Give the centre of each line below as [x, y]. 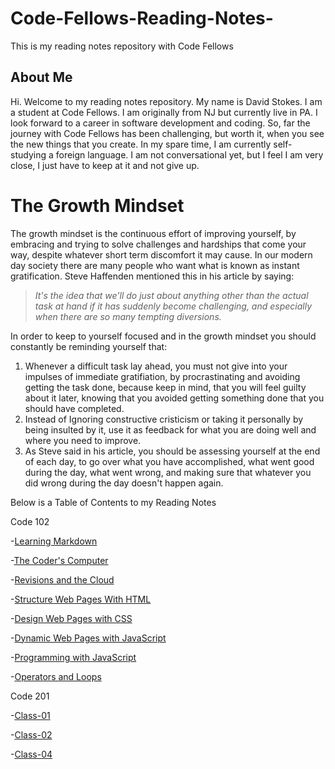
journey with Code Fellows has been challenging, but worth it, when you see [167, 133]
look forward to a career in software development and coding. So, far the [160, 123]
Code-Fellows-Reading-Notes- [142, 18]
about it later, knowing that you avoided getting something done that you [174, 398]
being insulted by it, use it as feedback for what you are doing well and [170, 429]
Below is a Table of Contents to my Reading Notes [113, 502]
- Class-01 [30, 715]
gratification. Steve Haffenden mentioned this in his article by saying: [152, 276]
